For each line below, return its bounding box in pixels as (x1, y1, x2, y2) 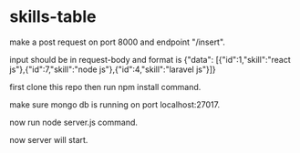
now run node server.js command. (9, 117, 139, 127)
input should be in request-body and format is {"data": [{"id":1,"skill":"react (9, 54, 291, 65)
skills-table (9, 6, 98, 27)
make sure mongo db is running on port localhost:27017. (9, 98, 221, 110)
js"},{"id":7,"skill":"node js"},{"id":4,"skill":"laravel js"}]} (9, 64, 216, 75)
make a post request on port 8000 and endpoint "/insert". (9, 36, 226, 47)
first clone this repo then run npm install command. (9, 81, 202, 92)
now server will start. (9, 134, 88, 145)
